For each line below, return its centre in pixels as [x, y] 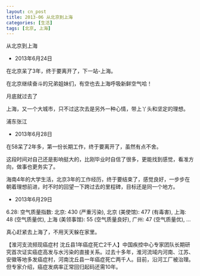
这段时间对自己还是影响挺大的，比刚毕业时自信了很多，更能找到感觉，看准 [97, 159]
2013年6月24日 [33, 58]
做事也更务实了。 [37, 167]
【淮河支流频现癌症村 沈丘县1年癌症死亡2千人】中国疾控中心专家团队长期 [96, 245]
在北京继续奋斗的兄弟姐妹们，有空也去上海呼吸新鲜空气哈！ [79, 84]
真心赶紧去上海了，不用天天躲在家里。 [53, 232]
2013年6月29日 [33, 199]
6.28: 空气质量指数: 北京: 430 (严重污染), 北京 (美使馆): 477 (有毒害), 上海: [96, 212]
